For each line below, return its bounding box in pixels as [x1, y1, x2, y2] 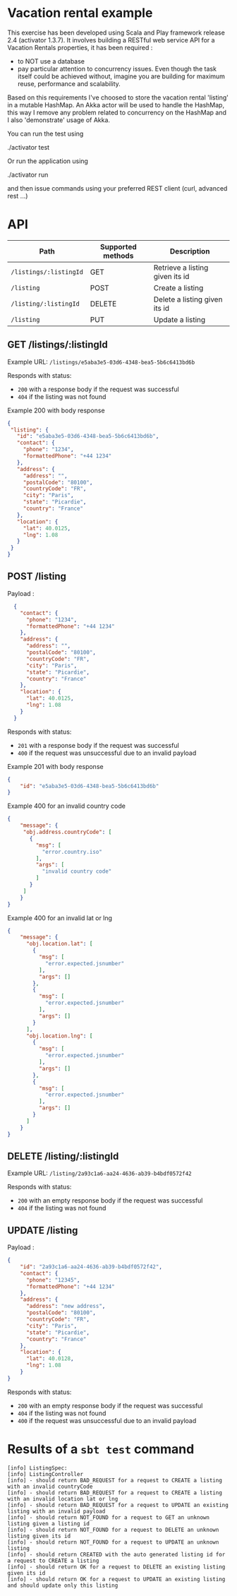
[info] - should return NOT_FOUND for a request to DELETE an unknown [7, 1526, 219, 1533]
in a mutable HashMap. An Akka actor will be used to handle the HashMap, [7, 100, 224, 109]
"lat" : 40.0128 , [25, 1355, 74, 1362]
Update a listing [153, 314, 206, 324]
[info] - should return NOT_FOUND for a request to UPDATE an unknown [7, 1538, 219, 1546]
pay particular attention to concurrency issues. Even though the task [17, 64, 217, 73]
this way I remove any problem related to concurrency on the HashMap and [7, 108, 227, 117]
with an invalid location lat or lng [7, 1495, 119, 1502]
